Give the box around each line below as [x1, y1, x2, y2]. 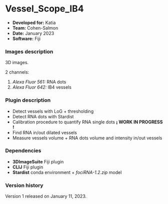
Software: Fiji [12, 36, 41, 42]
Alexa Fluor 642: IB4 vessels [12, 84, 71, 90]
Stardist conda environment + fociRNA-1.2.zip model [12, 169, 122, 175]
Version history [5, 181, 43, 188]
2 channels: [5, 69, 29, 75]
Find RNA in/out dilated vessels [12, 129, 77, 135]
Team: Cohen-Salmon [12, 25, 58, 31]
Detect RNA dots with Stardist [12, 113, 74, 119]
